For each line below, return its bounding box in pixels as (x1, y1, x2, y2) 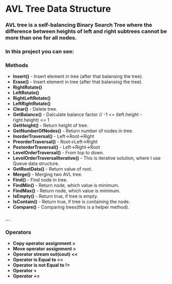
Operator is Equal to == (12, 257, 64, 263)
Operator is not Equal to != (12, 262, 70, 268)
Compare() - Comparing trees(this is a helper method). (12, 204, 129, 210)
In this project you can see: (5, 48, 74, 55)
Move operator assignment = (12, 246, 76, 252)
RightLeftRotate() (12, 95, 51, 102)
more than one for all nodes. (5, 34, 77, 42)
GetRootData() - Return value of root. (12, 166, 92, 172)
